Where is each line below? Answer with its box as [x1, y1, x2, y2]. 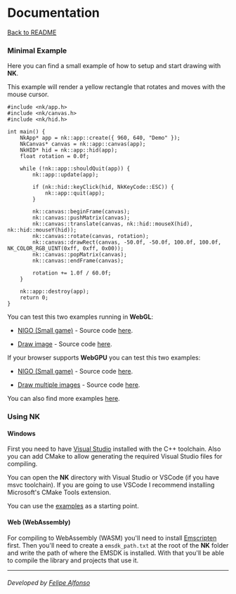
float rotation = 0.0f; [20, 153, 90, 160]
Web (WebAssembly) [7, 517, 71, 526]
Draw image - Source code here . [17, 340, 112, 348]
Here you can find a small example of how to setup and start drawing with [7, 62, 221, 70]
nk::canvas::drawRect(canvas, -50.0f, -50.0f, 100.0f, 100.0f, [32, 239, 221, 246]
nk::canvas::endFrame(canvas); [32, 258, 124, 265]
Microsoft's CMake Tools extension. [7, 488, 111, 496]
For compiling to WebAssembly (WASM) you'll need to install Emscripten [7, 534, 217, 542]
